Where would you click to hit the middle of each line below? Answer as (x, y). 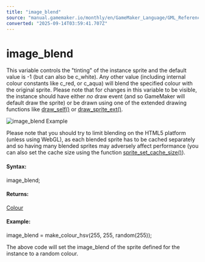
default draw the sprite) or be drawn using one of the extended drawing (97, 103)
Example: (19, 222)
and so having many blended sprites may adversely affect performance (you (103, 146)
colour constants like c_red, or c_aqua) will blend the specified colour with (100, 84)
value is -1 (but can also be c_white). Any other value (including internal (96, 77)
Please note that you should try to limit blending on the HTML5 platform (96, 133)
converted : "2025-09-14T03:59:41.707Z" (57, 23)
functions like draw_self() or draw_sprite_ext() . (65, 109)
